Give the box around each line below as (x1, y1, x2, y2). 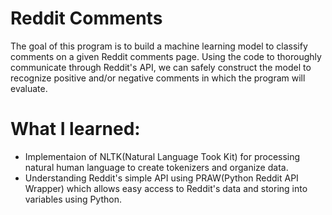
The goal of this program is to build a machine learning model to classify (10, 40, 308, 52)
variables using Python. (24, 193, 122, 205)
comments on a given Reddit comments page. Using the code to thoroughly (10, 50, 322, 62)
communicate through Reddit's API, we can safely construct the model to (10, 61, 312, 73)
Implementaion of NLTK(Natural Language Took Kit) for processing (24, 150, 301, 162)
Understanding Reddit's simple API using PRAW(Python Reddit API (24, 172, 299, 184)
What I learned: (10, 118, 141, 141)
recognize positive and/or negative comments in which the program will (10, 72, 306, 84)
